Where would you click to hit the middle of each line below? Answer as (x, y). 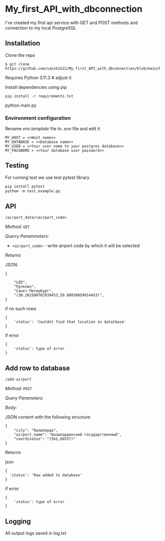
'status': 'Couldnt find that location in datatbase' (70, 322)
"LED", (21, 283)
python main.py (21, 105)
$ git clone (17, 64)
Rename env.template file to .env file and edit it (53, 129)
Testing (17, 166)
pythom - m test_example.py (33, 191)
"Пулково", (25, 287)
